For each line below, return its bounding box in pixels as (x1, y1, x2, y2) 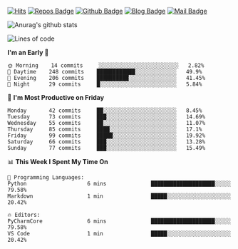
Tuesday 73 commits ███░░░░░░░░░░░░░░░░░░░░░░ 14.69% (7, 113, 205, 121)
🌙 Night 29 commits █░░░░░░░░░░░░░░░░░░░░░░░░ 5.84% (7, 81, 202, 88)
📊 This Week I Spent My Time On (7, 158, 108, 166)
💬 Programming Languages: (7, 174, 84, 181)
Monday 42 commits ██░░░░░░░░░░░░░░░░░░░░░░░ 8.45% (7, 107, 202, 114)
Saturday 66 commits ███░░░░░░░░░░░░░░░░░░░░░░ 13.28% (7, 138, 205, 146)
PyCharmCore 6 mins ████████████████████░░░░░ (7, 218, 232, 225)
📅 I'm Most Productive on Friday (7, 93, 105, 101)
